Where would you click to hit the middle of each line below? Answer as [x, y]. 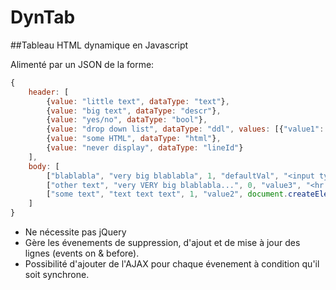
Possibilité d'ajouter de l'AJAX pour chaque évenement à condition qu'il [172, 264]
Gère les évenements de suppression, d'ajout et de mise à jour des [162, 243]
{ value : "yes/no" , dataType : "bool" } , [127, 120]
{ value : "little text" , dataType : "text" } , [138, 101]
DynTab [43, 17]
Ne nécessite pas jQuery [75, 232]
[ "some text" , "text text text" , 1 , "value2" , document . [167, 194]
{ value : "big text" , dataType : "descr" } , [134, 111]
